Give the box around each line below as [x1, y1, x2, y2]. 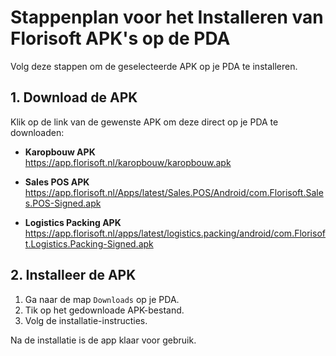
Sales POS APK [24, 176, 90, 188]
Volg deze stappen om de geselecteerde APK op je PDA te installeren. [10, 60, 298, 72]
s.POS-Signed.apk [24, 197, 102, 209]
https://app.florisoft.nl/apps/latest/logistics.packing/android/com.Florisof [24, 227, 326, 239]
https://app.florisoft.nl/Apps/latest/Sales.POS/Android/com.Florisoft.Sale [24, 186, 324, 198]
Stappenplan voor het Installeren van [10, 6, 324, 29]
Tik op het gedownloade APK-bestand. [24, 304, 185, 316]
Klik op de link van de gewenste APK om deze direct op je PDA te [10, 116, 279, 128]
